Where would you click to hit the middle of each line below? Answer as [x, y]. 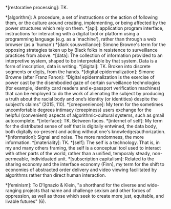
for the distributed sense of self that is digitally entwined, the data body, [81, 126]
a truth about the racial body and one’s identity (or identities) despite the [81, 99]
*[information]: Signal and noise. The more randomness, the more [75, 137]
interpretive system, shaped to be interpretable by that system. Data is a [81, 61]
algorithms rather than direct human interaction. [56, 175]
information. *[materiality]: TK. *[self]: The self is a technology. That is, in [83, 142]
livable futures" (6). [26, 201]
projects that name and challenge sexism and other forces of [87, 191]
